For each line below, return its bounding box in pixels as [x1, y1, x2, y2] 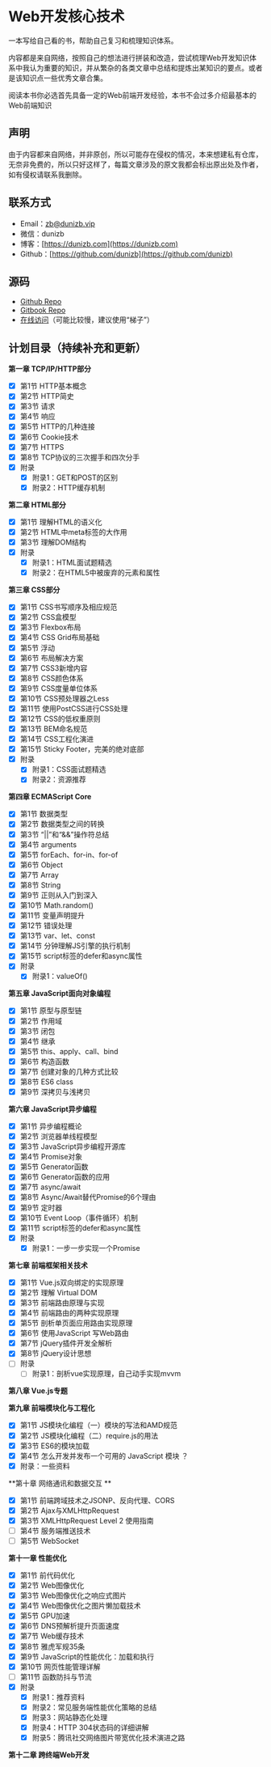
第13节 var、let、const [19, 931, 95, 941]
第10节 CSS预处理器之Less [19, 693, 110, 703]
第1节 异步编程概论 [19, 1121, 82, 1131]
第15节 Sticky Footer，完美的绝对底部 [19, 744, 144, 754]
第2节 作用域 [19, 1016, 63, 1026]
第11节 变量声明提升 [19, 911, 85, 920]
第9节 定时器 [19, 1202, 63, 1212]
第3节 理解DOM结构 [19, 537, 86, 547]
